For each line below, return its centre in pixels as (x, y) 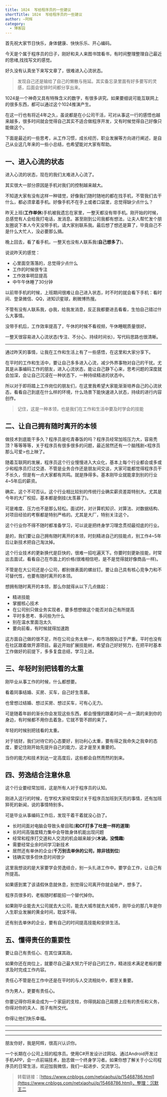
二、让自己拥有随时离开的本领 (51, 426)
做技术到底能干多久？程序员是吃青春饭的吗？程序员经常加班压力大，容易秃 (81, 439)
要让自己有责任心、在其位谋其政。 (40, 953)
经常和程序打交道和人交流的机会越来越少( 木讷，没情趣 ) (69, 838)
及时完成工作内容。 (29, 970)
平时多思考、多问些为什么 (39, 616)
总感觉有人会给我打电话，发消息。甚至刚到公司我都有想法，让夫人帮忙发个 (81, 219)
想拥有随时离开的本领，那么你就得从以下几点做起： (57, 586)
